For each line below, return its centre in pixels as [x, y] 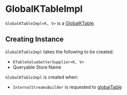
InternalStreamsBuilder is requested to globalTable [67, 87]
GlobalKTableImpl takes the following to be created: [60, 51]
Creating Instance [35, 39]
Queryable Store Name [37, 67]
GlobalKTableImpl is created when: [42, 77]
